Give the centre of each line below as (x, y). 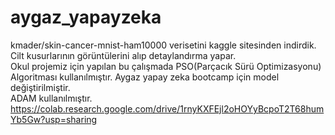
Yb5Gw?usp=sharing (54, 119)
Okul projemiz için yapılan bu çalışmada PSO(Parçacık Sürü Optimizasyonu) (166, 66)
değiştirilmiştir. (40, 87)
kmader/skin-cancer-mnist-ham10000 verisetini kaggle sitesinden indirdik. (163, 45)
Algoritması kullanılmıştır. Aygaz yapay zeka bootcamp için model (145, 77)
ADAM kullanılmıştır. (51, 98)
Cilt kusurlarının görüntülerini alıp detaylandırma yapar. (123, 55)
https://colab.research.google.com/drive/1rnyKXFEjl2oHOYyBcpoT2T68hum (167, 108)
